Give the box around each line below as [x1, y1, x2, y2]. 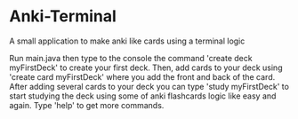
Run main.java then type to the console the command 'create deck [9, 52, 253, 63]
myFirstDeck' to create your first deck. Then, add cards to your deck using [9, 62, 283, 73]
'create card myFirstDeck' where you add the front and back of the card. [9, 71, 276, 82]
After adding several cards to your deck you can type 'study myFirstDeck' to [9, 81, 289, 91]
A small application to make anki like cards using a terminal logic [9, 36, 246, 46]
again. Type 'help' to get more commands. [9, 99, 165, 110]
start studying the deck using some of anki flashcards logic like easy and [9, 91, 277, 101]
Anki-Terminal [9, 6, 117, 27]
